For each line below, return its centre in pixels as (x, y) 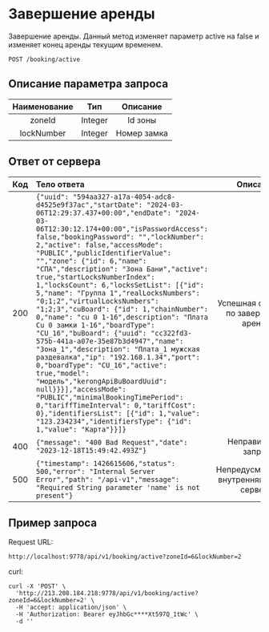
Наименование (43, 107)
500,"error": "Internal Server (95, 471)
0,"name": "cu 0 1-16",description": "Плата (122, 317)
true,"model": (62, 373)
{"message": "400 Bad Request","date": (112, 442)
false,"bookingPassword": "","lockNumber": (120, 237)
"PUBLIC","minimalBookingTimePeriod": (110, 397)
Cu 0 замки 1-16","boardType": (95, 325)
